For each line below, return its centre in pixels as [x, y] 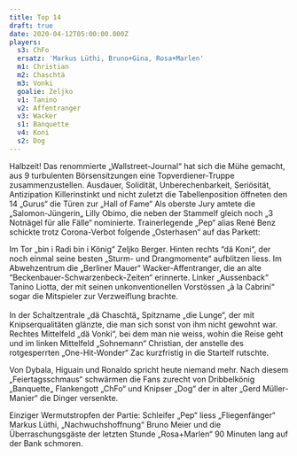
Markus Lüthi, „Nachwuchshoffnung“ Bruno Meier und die [115, 424]
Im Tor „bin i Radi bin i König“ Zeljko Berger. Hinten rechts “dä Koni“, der [140, 249]
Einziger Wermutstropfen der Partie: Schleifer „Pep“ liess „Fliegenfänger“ [142, 415]
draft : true [31, 26]
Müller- [275, 388]
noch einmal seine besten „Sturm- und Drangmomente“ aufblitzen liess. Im [145, 259]
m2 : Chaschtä [41, 75]
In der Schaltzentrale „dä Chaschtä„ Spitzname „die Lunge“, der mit [132, 314]
